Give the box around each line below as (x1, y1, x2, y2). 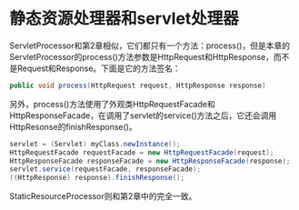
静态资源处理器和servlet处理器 (9, 8, 239, 29)
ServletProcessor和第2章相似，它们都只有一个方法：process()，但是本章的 (9, 40, 291, 51)
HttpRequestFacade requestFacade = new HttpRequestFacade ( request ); (9, 147, 274, 157)
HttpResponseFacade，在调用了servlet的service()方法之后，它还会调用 (9, 110, 277, 121)
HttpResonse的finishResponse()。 (9, 121, 138, 132)
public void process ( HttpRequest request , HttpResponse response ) (9, 81, 266, 90)
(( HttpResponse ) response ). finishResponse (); (9, 174, 184, 183)
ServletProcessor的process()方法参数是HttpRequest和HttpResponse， (9, 51, 274, 62)
